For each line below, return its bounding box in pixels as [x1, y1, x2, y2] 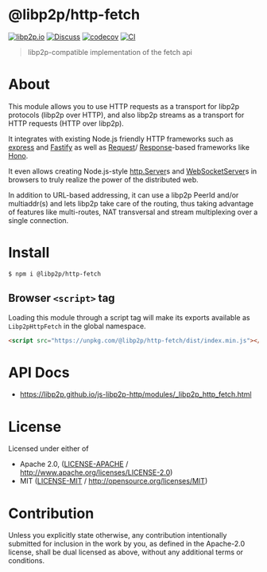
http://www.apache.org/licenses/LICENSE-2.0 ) [19, 468, 173, 477]
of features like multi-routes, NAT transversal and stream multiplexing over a [8, 207, 258, 217]
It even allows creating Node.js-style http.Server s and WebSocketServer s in [8, 166, 257, 176]
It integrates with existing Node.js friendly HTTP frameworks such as [8, 134, 234, 143]
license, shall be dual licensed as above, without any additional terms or [8, 547, 244, 557]
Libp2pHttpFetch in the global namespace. [8, 321, 146, 331]
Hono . [8, 151, 29, 160]
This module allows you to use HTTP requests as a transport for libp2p [8, 101, 240, 111]
